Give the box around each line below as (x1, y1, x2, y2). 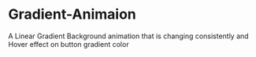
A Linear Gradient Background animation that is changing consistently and (8, 31, 250, 41)
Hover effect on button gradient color (8, 39, 129, 48)
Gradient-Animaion (8, 5, 136, 23)
